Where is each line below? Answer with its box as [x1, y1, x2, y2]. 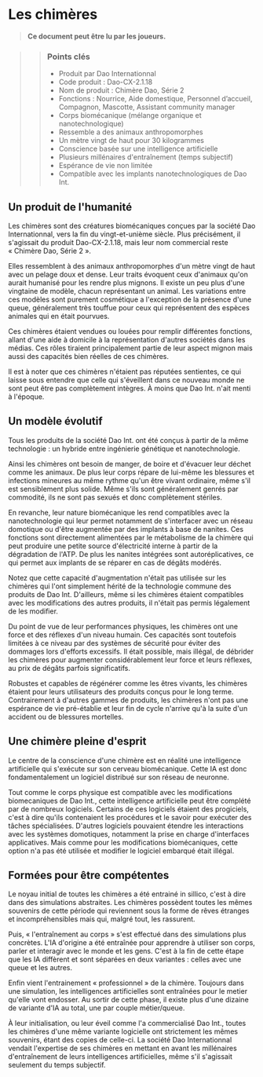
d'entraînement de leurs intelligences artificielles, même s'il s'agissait [8, 1052, 233, 1061]
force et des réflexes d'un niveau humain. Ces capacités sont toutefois [8, 630, 237, 639]
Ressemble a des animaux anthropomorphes [58, 127, 203, 137]
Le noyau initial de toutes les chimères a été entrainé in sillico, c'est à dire [8, 889, 246, 899]
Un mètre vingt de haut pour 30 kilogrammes [58, 136, 204, 145]
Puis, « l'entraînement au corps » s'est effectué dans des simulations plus [8, 929, 247, 940]
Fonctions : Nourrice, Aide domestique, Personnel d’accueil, [58, 94, 253, 104]
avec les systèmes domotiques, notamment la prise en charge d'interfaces [8, 829, 250, 838]
